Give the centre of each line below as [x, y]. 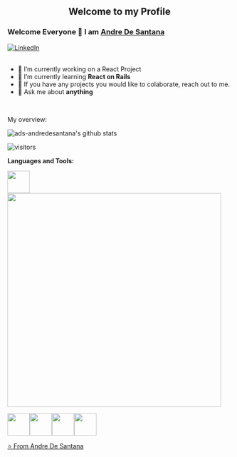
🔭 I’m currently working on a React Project [79, 69]
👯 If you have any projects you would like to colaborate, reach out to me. [123, 84]
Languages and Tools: [41, 160]
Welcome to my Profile [120, 12]
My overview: [27, 119]
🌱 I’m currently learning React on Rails [74, 76]
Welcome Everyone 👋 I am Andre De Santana [86, 32]
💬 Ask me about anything [56, 91]
